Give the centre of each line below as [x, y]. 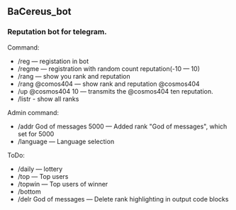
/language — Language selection [66, 141]
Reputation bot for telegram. [57, 32]
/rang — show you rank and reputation [74, 76]
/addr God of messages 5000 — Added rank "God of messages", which [122, 126]
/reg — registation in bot [53, 61]
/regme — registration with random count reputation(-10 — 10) [109, 68]
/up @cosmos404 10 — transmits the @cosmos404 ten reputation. [116, 91]
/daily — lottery [40, 169]
